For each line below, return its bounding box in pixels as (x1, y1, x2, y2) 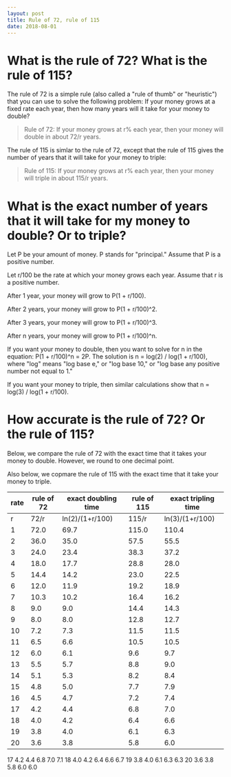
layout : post (7, 10, 45, 17)
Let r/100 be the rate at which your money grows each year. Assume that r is (7, 271, 223, 279)
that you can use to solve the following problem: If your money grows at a (7, 97, 215, 105)
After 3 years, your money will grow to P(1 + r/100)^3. (7, 319, 157, 327)
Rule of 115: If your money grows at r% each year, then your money (23, 167, 214, 175)
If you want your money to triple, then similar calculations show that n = (7, 381, 210, 389)
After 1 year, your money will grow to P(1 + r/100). (7, 292, 146, 300)
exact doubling (66, 494, 117, 503)
